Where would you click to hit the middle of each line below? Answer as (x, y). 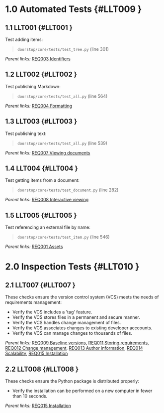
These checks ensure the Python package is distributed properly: (72, 381)
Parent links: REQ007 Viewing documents (48, 152)
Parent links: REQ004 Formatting (39, 106)
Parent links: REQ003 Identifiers (38, 59)
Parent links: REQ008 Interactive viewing (47, 200)
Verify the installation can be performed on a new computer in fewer (82, 391)
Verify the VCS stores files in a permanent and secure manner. (76, 317)
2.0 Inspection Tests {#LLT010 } (72, 267)
